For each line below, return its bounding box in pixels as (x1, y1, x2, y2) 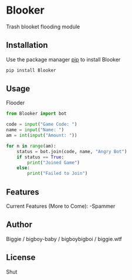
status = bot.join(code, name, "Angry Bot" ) (16, 148, 127, 154)
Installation (6, 40, 48, 50)
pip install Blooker (6, 67, 57, 73)
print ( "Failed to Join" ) (27, 171, 88, 177)
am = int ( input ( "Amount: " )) (6, 132, 77, 139)
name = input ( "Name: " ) (6, 127, 65, 133)
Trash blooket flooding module (6, 23, 80, 30)
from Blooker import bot (6, 110, 67, 117)
